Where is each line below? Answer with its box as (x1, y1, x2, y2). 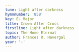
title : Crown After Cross (5, 21, 59, 26)
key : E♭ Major (5, 16, 35, 21)
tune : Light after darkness (5, 7, 64, 12)
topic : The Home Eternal (5, 30, 57, 35)
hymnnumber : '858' (5, 12, 43, 17)
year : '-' (5, 40, 26, 45)
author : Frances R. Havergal (5, 35, 66, 40)
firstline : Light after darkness (5, 26, 75, 31)
